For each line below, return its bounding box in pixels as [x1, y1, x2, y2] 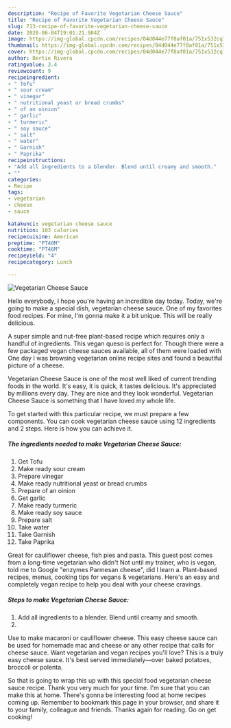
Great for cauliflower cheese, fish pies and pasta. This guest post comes [8, 551, 213, 559]
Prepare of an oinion [17, 486, 76, 494]
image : [8, 36, 27, 43]
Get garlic [17, 494, 46, 502]
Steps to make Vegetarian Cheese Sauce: [8, 595, 130, 604]
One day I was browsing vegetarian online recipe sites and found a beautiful [8, 354, 223, 362]
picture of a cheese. [8, 361, 64, 369]
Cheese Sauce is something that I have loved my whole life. [8, 396, 176, 405]
